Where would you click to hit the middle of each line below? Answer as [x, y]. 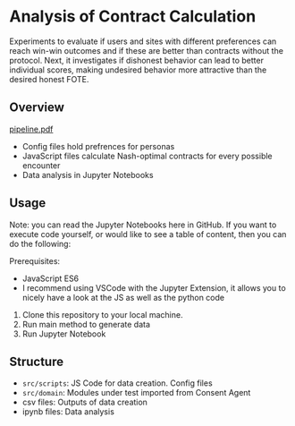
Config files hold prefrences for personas [98, 146]
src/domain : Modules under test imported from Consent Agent [136, 393]
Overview [37, 108]
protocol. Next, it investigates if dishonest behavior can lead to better [136, 60]
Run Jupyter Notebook [64, 334]
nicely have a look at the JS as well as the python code [123, 297]
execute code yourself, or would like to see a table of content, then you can [148, 234]
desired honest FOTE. [49, 79]
